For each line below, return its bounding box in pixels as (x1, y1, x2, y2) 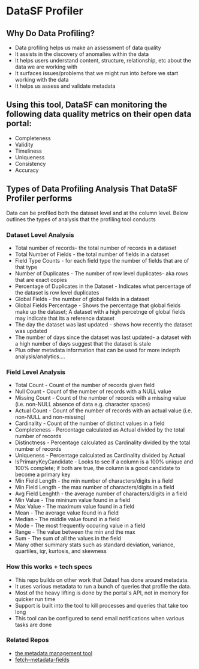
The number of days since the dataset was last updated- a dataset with (14, 334, 192, 341)
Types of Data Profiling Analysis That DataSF (6, 184, 178, 194)
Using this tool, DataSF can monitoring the (6, 100, 167, 110)
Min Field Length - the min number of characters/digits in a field (14, 477, 173, 484)
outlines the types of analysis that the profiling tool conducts (6, 215, 156, 223)
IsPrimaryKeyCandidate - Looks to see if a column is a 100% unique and (14, 458, 194, 465)
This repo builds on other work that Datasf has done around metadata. (14, 576, 189, 584)
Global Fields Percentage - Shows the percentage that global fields (14, 302, 181, 309)
